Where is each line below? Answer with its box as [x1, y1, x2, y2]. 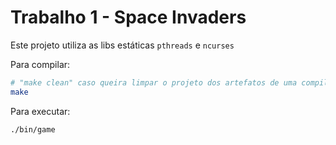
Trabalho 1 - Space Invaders [10, 6, 247, 29]
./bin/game [10, 124, 56, 135]
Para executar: [10, 105, 71, 117]
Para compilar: [10, 58, 71, 70]
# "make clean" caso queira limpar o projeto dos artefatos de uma [10, 77, 298, 88]
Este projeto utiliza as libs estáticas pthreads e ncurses [10, 39, 235, 51]
